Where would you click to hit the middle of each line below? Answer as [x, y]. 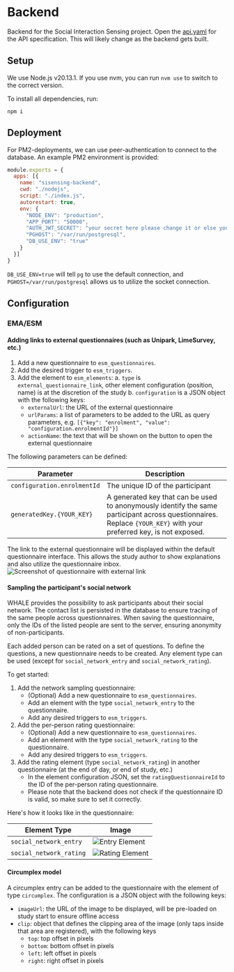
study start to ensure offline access [68, 916]
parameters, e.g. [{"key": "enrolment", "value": [99, 422]
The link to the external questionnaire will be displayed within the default [111, 550]
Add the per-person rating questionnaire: [76, 725]
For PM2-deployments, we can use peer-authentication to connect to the [112, 149]
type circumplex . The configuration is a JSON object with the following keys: [117, 895]
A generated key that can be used [162, 497]
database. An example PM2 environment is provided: [83, 157]
